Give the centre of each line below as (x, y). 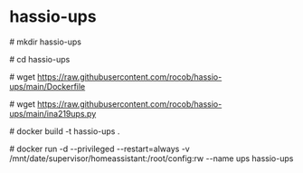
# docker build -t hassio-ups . (65, 131)
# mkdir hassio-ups (45, 42)
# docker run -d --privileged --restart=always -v (99, 149)
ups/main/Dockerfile (47, 86)
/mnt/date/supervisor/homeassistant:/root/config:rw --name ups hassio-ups (151, 158)
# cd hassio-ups (40, 59)
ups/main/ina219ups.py (53, 113)
